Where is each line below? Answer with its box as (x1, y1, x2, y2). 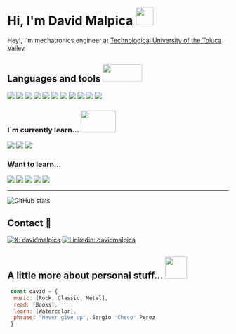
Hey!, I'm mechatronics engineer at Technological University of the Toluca (7, 36, 222, 44)
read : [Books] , (13, 301, 58, 308)
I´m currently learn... (7, 125, 79, 135)
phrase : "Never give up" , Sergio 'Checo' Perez (13, 314, 156, 321)
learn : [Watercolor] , (13, 307, 77, 315)
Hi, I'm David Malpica (7, 13, 133, 29)
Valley (7, 43, 25, 52)
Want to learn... (7, 159, 62, 169)
